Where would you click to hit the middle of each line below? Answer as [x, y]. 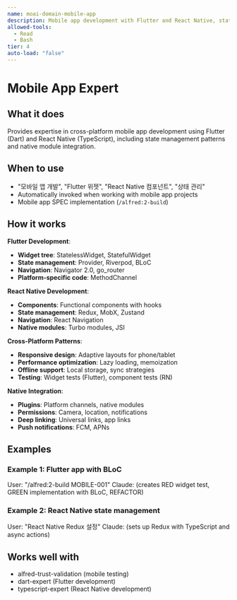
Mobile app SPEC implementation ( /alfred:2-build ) [93, 201]
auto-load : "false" [36, 54]
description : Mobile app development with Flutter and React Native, [112, 20]
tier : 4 [19, 47]
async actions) [29, 535]
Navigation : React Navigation [60, 319]
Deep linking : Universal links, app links [74, 419]
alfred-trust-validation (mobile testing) [73, 574]
